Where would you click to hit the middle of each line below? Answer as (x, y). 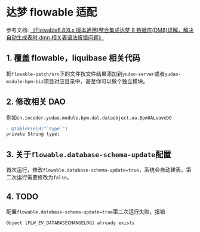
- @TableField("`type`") (37, 129)
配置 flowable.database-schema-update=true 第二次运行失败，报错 (86, 211)
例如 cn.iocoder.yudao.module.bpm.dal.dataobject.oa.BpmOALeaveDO (89, 117)
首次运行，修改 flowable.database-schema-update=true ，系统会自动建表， (96, 170)
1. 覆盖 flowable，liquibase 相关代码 (73, 58)
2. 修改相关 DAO (36, 102)
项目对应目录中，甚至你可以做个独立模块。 (96, 81)
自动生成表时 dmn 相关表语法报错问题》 (55, 37)
